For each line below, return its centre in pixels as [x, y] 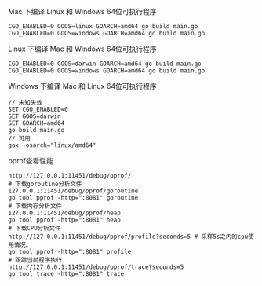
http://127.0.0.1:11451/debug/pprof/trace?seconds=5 [96, 267]
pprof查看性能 [31, 161]
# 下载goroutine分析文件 [45, 184]
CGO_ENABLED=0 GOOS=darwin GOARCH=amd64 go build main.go [105, 64]
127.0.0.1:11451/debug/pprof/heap [65, 213]
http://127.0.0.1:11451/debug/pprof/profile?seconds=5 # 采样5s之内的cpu [128, 236]
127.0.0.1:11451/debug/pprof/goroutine [73, 191]
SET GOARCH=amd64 [36, 123]
